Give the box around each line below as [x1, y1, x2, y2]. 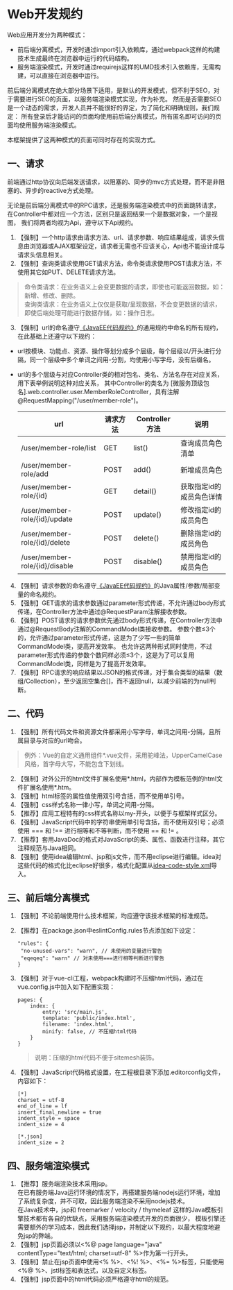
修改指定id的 [180, 504, 222, 514]
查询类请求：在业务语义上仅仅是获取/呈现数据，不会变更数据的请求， [24, 300, 221, 308]
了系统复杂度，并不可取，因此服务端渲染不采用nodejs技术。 [17, 1197, 189, 1205]
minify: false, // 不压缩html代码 [42, 1028, 137, 1035]
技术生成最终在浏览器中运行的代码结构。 [17, 53, 133, 62]
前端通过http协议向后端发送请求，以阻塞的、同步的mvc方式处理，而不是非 [7, 178, 219, 186]
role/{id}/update [20, 514, 73, 524]
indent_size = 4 [17, 1121, 64, 1128]
